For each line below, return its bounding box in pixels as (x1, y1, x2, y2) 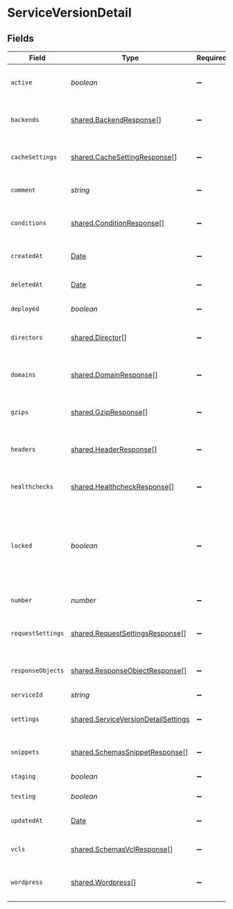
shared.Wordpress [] (70, 878, 137, 887)
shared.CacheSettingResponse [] (70, 153, 178, 162)
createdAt (10, 252, 43, 260)
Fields (7, 33, 35, 44)
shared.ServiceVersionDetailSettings (70, 715, 190, 724)
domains (10, 371, 36, 379)
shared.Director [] (70, 333, 127, 342)
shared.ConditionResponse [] (70, 219, 165, 228)
